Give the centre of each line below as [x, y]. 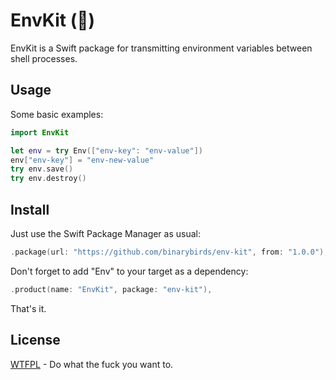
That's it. [28, 308]
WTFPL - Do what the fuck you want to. [92, 364]
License [35, 340]
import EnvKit [40, 132]
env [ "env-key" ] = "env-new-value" [82, 160]
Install [30, 209]
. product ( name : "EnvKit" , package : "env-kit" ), [111, 289]
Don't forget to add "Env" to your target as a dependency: [129, 271]
